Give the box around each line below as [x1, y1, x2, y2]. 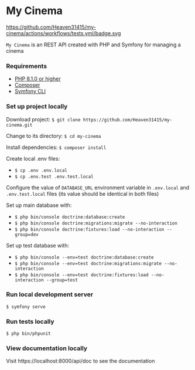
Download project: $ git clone [6, 116, 81, 123]
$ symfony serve [6, 304, 46, 310]
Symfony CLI [14, 88, 46, 95]
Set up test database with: [6, 242, 69, 249]
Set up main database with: [6, 201, 72, 209]
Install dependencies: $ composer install [6, 144, 107, 151]
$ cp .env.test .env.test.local [14, 174, 94, 179]
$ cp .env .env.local [14, 167, 67, 174]
